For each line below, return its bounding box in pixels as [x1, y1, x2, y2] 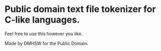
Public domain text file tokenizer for [4, 3, 156, 15]
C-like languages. [4, 14, 80, 25]
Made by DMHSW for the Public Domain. [4, 40, 88, 46]
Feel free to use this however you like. [4, 30, 83, 36]
